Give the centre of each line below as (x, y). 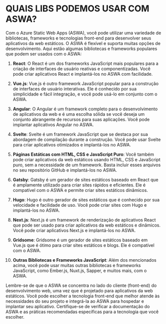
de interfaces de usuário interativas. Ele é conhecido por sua (75, 89)
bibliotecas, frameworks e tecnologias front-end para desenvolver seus (78, 38)
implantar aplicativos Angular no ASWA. (53, 125)
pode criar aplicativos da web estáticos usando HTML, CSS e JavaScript (86, 159)
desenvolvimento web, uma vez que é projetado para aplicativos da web (79, 290)
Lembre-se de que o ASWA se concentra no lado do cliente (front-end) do (81, 285)
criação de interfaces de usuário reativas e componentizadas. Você (82, 69)
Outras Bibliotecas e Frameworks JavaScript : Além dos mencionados (84, 260)
